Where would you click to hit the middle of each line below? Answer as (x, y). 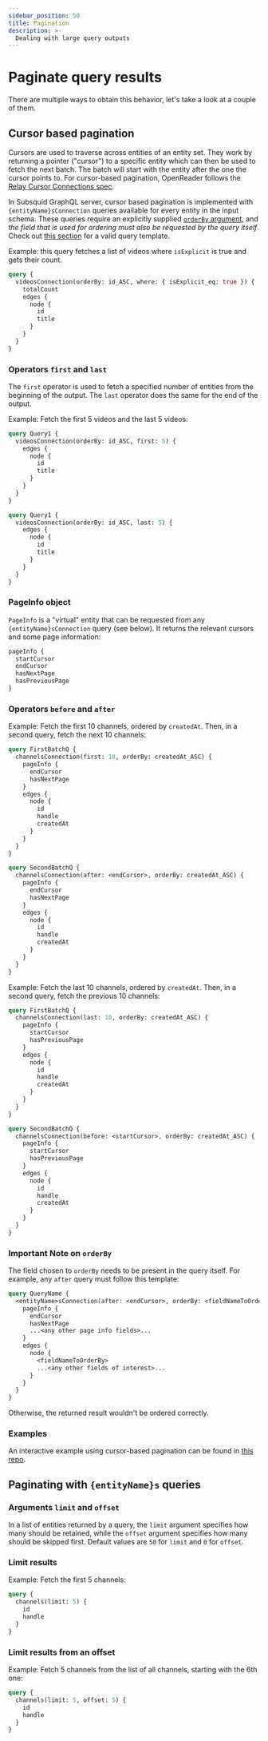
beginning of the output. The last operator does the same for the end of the (133, 395)
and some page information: (55, 637)
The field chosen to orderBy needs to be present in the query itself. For (124, 1270)
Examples (28, 1433)
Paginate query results (85, 78)
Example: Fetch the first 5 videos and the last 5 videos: (99, 419)
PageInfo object (39, 602)
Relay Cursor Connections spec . (61, 186)
